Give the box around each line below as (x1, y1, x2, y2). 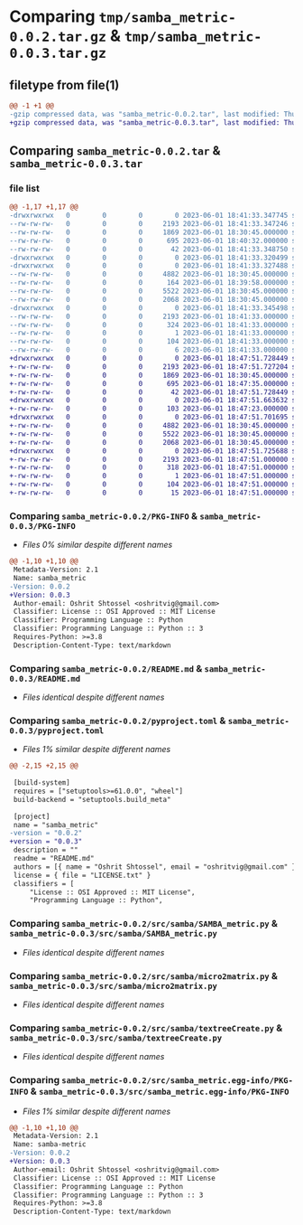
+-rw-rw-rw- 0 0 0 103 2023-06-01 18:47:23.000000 (9, 404, 289, 413)
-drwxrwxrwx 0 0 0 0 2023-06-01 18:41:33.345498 (9, 303, 289, 313)
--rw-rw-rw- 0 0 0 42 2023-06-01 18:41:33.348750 (9, 244, 289, 254)
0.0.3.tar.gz (9, 45, 106, 62)
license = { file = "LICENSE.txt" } (13, 871, 151, 880)
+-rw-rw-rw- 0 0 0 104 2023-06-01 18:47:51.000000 (9, 480, 289, 489)
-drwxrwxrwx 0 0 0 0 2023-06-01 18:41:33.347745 (9, 211, 289, 221)
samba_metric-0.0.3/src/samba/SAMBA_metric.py (9, 928, 218, 939)
